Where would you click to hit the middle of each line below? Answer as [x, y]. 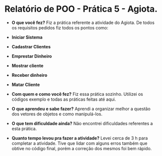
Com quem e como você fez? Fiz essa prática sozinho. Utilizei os [77, 94]
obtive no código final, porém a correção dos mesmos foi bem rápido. [81, 148]
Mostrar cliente [27, 66]
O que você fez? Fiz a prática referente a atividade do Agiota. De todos [83, 22]
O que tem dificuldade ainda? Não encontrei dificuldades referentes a [82, 123]
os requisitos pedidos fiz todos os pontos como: [60, 27]
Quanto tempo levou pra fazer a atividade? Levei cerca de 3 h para [80, 138]
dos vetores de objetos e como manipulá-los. [57, 114]
